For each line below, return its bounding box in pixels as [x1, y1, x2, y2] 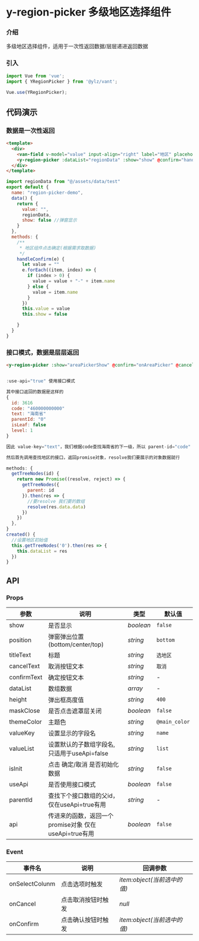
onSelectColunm [9, 880, 56, 888]
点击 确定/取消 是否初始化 [48, 760, 119, 769]
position [9, 635, 31, 644]
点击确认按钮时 [61, 916, 103, 924]
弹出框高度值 [48, 695, 84, 704]
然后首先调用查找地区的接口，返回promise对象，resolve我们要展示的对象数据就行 [6, 454, 180, 461]
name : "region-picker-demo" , [11, 190, 84, 196]
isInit [9, 764, 23, 773]
